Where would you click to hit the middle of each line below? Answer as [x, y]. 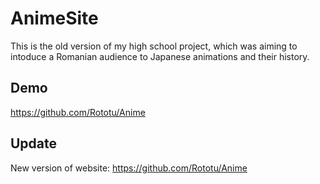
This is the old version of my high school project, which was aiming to [154, 46]
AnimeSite [54, 18]
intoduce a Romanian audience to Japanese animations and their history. [160, 56]
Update [34, 143]
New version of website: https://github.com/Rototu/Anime [129, 168]
